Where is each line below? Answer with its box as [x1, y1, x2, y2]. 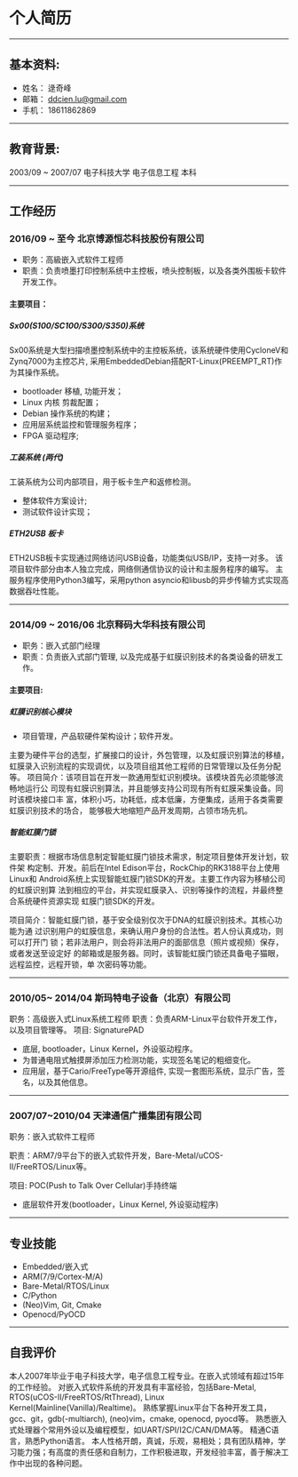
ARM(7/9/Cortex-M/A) [21, 1271, 104, 1281]
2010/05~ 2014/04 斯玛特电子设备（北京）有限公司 [9, 992, 231, 1004]
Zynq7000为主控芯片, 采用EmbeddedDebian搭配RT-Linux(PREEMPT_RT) [9, 355, 275, 366]
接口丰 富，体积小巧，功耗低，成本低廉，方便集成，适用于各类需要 [39, 794, 284, 804]
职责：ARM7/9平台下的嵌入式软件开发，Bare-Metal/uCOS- [9, 1150, 224, 1161]
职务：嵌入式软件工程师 [9, 1131, 95, 1142]
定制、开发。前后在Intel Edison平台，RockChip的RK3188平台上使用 [34, 862, 280, 873]
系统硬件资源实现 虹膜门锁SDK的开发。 [16, 895, 160, 906]
